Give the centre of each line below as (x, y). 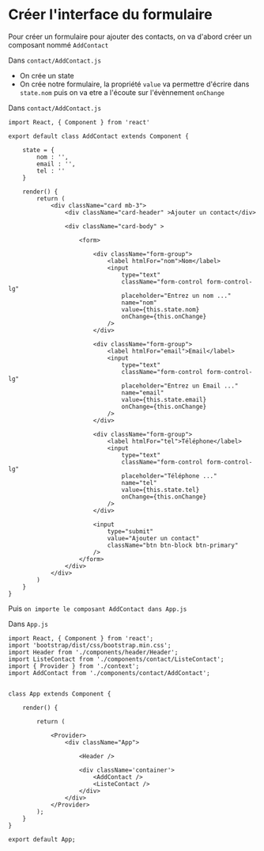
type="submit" (130, 531)
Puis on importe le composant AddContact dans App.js (98, 609)
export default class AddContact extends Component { (99, 136)
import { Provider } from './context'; (74, 666)
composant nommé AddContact (58, 44)
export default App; (42, 839)
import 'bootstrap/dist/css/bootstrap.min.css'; (90, 645)
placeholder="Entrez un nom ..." (176, 296)
